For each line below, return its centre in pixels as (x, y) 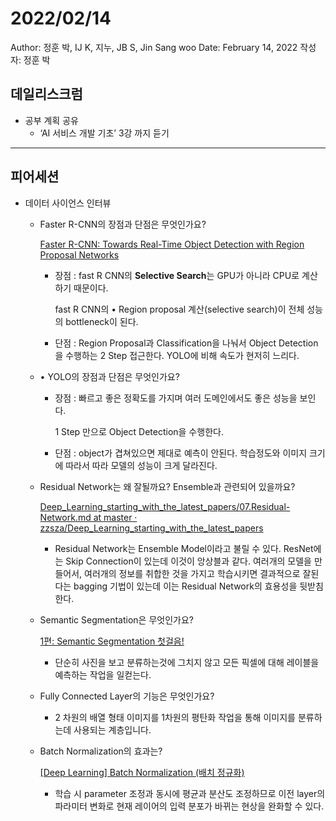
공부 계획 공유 (51, 120)
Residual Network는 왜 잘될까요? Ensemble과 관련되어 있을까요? (167, 486)
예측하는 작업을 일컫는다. (103, 674)
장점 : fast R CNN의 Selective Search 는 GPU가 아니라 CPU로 (177, 275)
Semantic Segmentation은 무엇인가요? (116, 619)
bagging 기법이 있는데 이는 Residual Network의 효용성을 (185, 586)
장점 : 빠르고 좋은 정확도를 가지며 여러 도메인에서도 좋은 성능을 (176, 398)
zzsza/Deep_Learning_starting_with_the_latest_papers (151, 528)
